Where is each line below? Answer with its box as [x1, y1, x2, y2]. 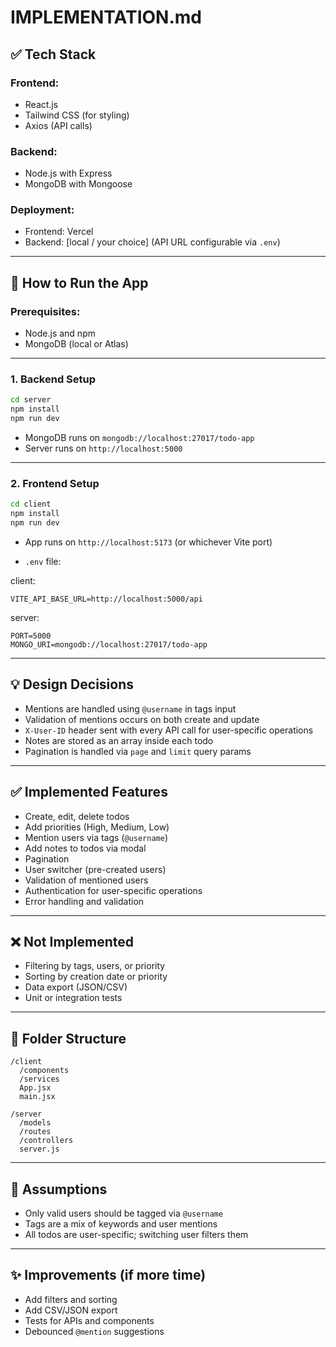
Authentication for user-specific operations [24, 884, 203, 896]
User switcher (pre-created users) [24, 863, 167, 875]
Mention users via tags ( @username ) [24, 831, 169, 843]
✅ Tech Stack [10, 46, 97, 63]
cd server [10, 395, 52, 405]
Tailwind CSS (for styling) [24, 109, 130, 121]
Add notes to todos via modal [24, 842, 147, 854]
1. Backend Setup [10, 372, 97, 386]
